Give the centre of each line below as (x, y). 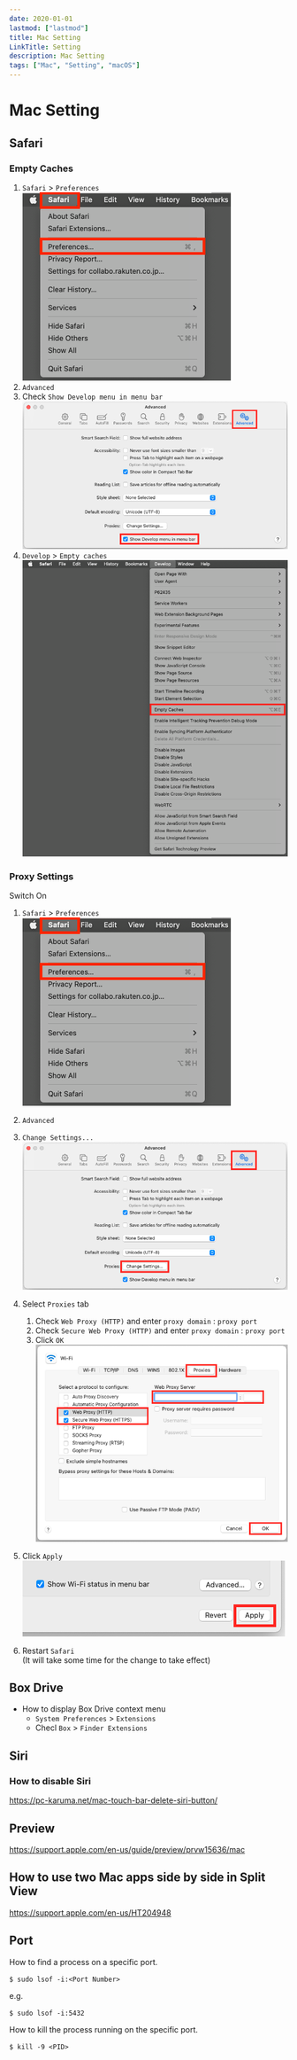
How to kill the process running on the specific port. (104, 2029)
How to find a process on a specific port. (84, 1962)
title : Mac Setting (45, 37)
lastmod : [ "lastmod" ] (49, 28)
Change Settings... (58, 1138)
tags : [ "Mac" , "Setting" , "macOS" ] (75, 66)
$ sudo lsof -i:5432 (47, 2013)
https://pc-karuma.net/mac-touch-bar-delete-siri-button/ (114, 1800)
